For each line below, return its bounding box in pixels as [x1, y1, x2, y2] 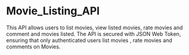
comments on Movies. [6, 43, 61, 50]
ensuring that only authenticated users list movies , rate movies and [6, 36, 173, 44]
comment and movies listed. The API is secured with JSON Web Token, [6, 30, 181, 37]
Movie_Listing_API [6, 4, 100, 18]
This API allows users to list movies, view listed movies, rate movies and [6, 24, 183, 31]
